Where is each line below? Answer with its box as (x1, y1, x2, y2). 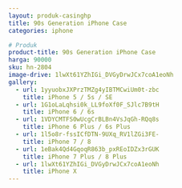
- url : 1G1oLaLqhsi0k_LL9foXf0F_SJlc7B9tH (15, 101, 160, 109)
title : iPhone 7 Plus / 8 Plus (22, 153, 127, 161)
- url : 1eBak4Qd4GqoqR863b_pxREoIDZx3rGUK (15, 145, 160, 153)
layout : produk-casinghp (8, 11, 91, 20)
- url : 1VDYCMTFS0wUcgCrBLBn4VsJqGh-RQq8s (15, 115, 160, 124)
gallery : (8, 78, 38, 86)
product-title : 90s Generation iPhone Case (8, 49, 156, 57)
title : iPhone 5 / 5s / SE (22, 93, 113, 101)
